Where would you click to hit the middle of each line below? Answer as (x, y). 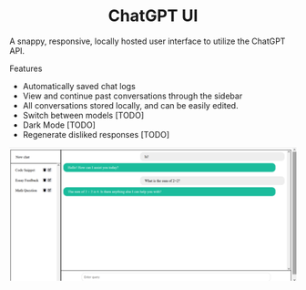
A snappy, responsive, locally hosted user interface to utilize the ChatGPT (148, 41)
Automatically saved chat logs (79, 86)
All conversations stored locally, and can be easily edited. (130, 105)
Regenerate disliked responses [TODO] (96, 134)
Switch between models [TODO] (83, 115)
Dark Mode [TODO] (59, 125)
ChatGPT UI (153, 16)
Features (26, 68)
